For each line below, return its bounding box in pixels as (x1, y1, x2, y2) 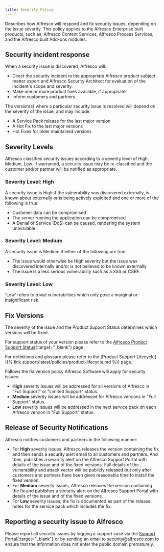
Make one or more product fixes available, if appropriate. (12, 89, 127, 95)
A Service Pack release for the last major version (12, 118, 111, 124)
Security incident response (5, 51, 90, 59)
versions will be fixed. (5, 329, 49, 335)
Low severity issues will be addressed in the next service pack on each (12, 404, 157, 410)
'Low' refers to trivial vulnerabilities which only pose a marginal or (5, 292, 138, 298)
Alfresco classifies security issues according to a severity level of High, (5, 156, 149, 162)
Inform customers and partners (12, 94, 75, 100)
